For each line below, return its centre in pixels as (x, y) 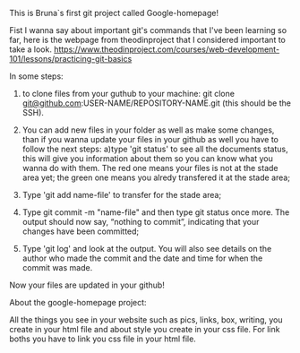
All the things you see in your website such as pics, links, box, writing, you (146, 320)
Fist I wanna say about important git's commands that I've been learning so (148, 30)
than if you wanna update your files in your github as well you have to (150, 139)
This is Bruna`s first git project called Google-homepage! (114, 13)
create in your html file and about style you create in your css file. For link (145, 329)
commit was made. (57, 267)
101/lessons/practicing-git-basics (71, 59)
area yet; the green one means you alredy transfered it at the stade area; (156, 177)
